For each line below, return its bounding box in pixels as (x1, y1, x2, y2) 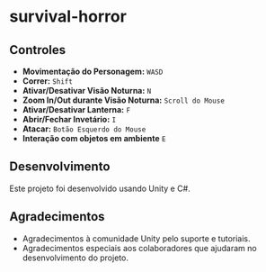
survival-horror (9, 6, 128, 27)
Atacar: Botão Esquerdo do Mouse (22, 123, 146, 134)
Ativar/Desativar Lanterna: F (22, 104, 131, 114)
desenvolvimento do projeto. (22, 252, 129, 263)
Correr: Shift (22, 76, 74, 86)
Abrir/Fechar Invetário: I (22, 114, 117, 124)
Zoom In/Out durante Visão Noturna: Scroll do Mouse (22, 95, 225, 105)
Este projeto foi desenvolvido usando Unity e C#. (9, 183, 191, 194)
